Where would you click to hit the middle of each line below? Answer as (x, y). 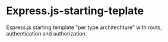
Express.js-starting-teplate (75, 11)
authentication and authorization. (47, 33)
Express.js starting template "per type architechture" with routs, (84, 27)
